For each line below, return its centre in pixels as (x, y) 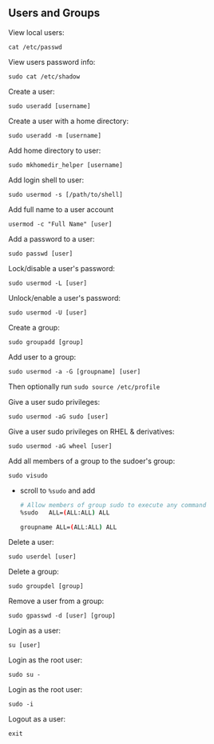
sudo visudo (28, 475)
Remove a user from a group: (56, 601)
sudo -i (21, 704)
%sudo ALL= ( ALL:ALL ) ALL (65, 512)
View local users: (36, 32)
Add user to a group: (42, 357)
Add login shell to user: (46, 180)
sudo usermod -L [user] (48, 283)
